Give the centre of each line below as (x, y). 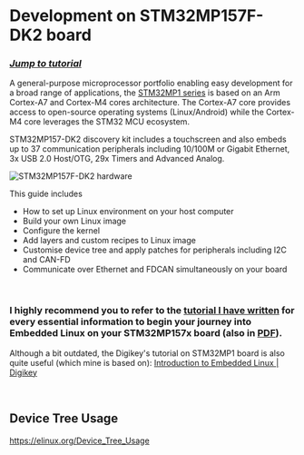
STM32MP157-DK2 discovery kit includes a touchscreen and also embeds (148, 139)
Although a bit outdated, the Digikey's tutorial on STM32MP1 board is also (147, 353)
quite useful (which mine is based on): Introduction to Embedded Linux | (144, 362)
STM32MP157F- (201, 16)
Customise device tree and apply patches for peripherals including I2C (155, 250)
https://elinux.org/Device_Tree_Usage (79, 440)
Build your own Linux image (74, 221)
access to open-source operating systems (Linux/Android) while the (137, 112)
